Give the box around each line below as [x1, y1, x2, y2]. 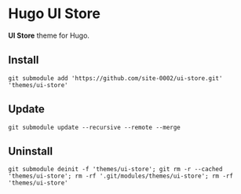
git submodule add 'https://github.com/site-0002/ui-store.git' [8, 74, 223, 82]
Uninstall [8, 145, 53, 158]
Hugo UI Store [8, 5, 100, 23]
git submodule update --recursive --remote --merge [8, 123, 181, 131]
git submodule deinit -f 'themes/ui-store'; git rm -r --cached [8, 166, 223, 174]
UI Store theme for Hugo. [8, 31, 90, 40]
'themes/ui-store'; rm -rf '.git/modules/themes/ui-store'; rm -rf [8, 172, 234, 181]
